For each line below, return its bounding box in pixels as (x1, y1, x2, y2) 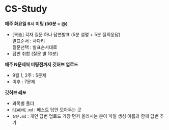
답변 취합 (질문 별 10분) (12, 50, 59, 57)
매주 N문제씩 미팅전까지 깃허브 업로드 (5, 61, 78, 67)
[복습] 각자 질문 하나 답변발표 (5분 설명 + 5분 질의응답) (12, 31, 121, 37)
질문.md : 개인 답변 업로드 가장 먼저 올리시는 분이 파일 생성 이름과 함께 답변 (12, 113, 159, 119)
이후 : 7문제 (12, 79, 36, 85)
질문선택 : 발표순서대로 (12, 44, 58, 50)
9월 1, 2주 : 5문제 (12, 72, 47, 78)
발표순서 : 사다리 (12, 38, 45, 44)
